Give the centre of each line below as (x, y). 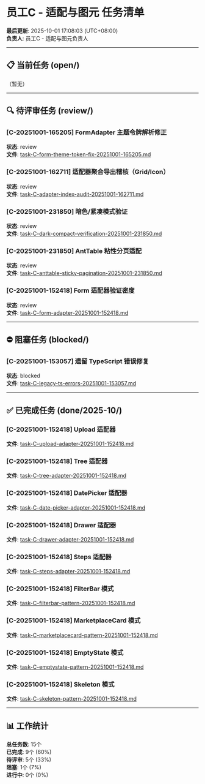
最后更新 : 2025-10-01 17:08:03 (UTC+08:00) (62, 31)
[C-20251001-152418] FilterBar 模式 (60, 589)
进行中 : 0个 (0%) (27, 775)
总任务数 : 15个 (24, 744)
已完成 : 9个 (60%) (29, 752)
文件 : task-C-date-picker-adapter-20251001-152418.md (76, 507)
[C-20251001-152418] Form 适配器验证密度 (70, 290)
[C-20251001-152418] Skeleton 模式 (60, 684)
